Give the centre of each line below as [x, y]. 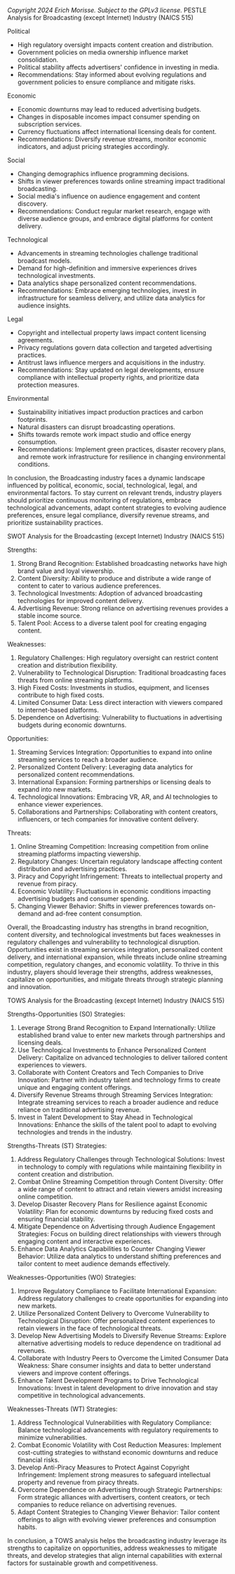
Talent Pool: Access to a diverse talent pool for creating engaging [112, 623]
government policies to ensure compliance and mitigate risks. [106, 82]
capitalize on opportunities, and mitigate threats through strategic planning [115, 979]
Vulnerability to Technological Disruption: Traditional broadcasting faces [122, 673]
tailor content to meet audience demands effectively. [94, 1264]
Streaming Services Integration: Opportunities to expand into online [115, 752]
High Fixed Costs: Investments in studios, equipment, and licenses [113, 688]
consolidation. [38, 60]
